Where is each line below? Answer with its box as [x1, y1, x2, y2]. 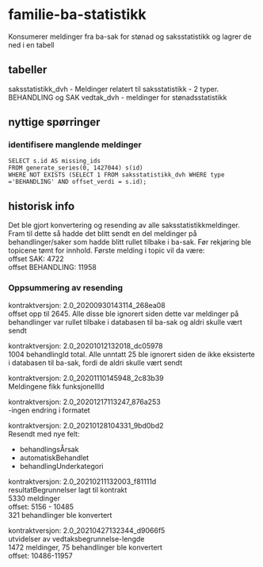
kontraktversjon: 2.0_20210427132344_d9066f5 [8, 525, 166, 535]
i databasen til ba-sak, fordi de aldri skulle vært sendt [8, 358, 183, 367]
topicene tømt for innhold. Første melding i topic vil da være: [8, 245, 205, 255]
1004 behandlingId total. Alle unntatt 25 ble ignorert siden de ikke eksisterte [8, 349, 255, 359]
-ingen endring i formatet [8, 405, 90, 415]
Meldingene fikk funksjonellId [8, 382, 105, 391]
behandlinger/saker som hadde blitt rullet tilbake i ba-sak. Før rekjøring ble [8, 238, 252, 247]
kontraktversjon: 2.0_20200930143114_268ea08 [8, 300, 166, 310]
